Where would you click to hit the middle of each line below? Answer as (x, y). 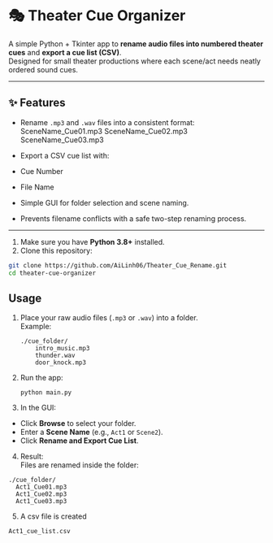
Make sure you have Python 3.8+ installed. (92, 241)
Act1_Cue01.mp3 (41, 487)
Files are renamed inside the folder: (80, 465)
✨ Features (37, 103)
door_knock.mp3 (61, 363)
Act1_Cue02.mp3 (41, 494)
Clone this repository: (56, 250)
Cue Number (41, 171)
